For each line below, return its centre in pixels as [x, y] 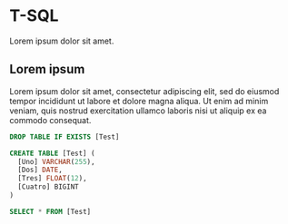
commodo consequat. [50, 120]
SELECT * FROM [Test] [50, 211]
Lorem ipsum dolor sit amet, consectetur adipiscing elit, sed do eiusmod [144, 91]
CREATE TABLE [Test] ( [52, 153]
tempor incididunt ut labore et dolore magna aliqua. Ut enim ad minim [139, 101]
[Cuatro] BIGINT [48, 187]
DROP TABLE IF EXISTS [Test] [65, 137]
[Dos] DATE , [40, 170]
